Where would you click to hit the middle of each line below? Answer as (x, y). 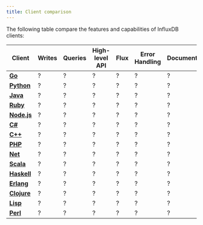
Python (20, 85)
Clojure (20, 193)
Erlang (19, 183)
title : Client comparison (39, 12)
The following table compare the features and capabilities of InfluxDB (93, 29)
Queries (75, 58)
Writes (47, 58)
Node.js (21, 115)
